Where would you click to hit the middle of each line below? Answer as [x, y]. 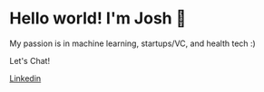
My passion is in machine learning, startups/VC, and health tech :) [132, 43]
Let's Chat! [30, 60]
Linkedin [25, 78]
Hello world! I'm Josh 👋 [98, 18]
